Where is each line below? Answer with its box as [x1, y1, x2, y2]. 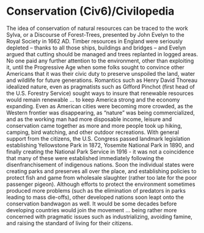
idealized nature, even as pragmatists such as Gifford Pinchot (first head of [6, 83, 195, 90]
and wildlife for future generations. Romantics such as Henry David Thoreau [6, 76, 198, 84]
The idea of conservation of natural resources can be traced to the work [6, 24, 188, 32]
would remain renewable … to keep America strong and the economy [6, 96, 180, 103]
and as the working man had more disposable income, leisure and [6, 115, 172, 123]
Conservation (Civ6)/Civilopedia [6, 4, 175, 18]
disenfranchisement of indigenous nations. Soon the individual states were [6, 161, 194, 168]
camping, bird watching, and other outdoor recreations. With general [6, 128, 179, 136]
